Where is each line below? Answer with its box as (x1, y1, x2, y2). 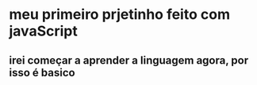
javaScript (9, 22, 78, 40)
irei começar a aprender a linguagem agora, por (9, 54, 249, 67)
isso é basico (9, 65, 75, 79)
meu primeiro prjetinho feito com (9, 6, 231, 24)
